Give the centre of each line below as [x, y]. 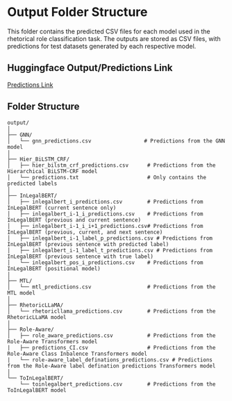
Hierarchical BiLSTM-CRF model [52, 171]
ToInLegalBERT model [37, 390]
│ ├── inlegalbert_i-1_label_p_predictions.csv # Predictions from [110, 238]
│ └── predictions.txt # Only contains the [107, 177]
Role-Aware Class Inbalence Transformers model [77, 354]
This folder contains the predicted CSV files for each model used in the [109, 31]
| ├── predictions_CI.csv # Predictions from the [111, 347]
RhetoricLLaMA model [37, 317]
